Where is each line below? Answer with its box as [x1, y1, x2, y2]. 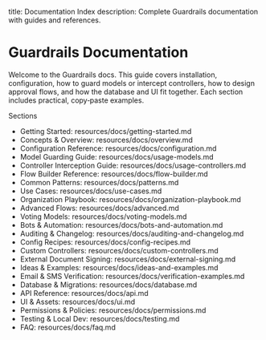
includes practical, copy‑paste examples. [8, 95, 145, 105]
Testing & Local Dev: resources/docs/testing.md [19, 314, 180, 323]
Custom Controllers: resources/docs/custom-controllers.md [19, 245, 219, 255]
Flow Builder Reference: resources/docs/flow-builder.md [19, 168, 209, 179]
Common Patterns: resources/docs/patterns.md [19, 177, 179, 187]
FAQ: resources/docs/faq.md [19, 322, 117, 332]
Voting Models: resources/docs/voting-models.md [19, 212, 187, 221]
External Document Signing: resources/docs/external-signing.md [19, 254, 235, 264]
